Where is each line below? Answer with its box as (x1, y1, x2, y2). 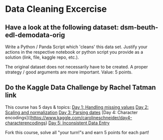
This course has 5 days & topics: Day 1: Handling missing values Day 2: (5, 104, 149, 110)
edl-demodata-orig (5, 31, 65, 39)
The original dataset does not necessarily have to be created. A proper (5, 64, 148, 70)
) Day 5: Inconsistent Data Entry (45, 120, 110, 126)
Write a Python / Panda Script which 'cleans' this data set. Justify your (5, 44, 148, 50)
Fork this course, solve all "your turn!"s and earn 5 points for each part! (5, 129, 149, 135)
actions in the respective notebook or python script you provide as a (5, 49, 143, 55)
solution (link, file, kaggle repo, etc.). (5, 54, 80, 60)
